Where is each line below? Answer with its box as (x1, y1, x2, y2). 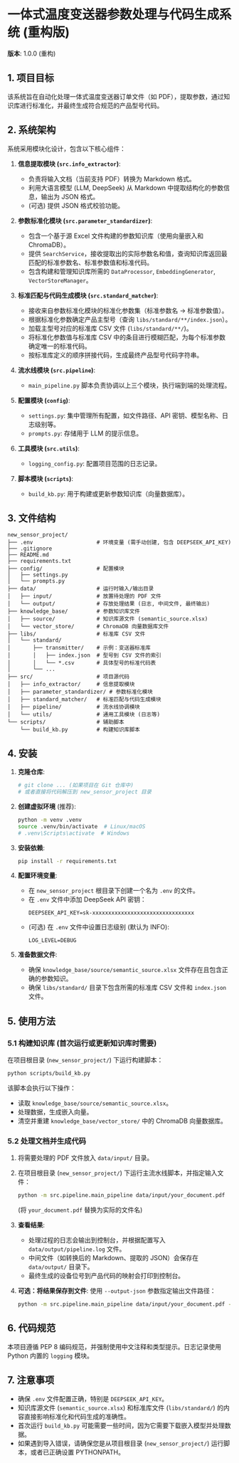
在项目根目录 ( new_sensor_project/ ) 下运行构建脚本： (7, 1056, 164, 1065)
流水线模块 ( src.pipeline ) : (17, 366, 96, 374)
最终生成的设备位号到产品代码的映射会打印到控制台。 (28, 1272, 185, 1280)
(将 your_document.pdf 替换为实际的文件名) (17, 1205, 143, 1214)
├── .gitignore (7, 545, 53, 552)
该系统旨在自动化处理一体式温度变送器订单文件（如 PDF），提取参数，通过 (7, 92, 224, 100)
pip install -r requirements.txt (17, 857, 117, 865)
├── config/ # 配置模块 (7, 565, 124, 573)
